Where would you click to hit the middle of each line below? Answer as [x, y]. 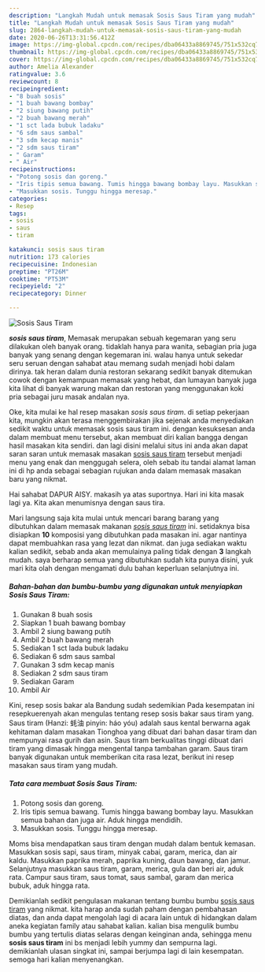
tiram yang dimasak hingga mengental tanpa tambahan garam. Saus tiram [129, 748]
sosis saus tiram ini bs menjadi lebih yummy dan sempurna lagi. [113, 942]
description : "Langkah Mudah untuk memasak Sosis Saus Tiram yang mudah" [132, 15]
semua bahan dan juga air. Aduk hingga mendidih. [101, 820]
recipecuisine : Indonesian [53, 264]
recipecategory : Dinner [48, 294]
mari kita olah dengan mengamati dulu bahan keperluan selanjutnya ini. [124, 568]
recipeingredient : [39, 89]
